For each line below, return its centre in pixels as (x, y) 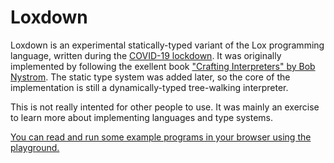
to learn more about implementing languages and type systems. (141, 117)
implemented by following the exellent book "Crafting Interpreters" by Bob (163, 66)
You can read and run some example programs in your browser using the (161, 137)
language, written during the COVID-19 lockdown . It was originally (146, 55)
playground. (35, 147)
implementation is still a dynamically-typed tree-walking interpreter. (149, 87)
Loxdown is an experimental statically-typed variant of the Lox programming (167, 45)
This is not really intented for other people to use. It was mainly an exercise (165, 107)
